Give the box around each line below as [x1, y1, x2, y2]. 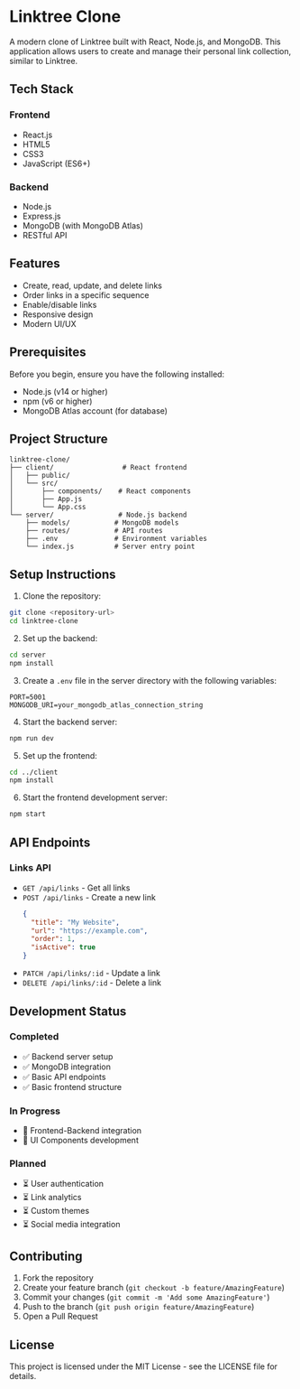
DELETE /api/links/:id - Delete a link [22, 977, 162, 988]
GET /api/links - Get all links [22, 882, 131, 893]
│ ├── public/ [9, 471, 70, 480]
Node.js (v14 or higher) [22, 386, 108, 396]
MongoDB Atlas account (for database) [22, 405, 168, 416]
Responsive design [22, 309, 94, 320]
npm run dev [9, 733, 54, 742]
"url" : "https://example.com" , [31, 926, 149, 936]
